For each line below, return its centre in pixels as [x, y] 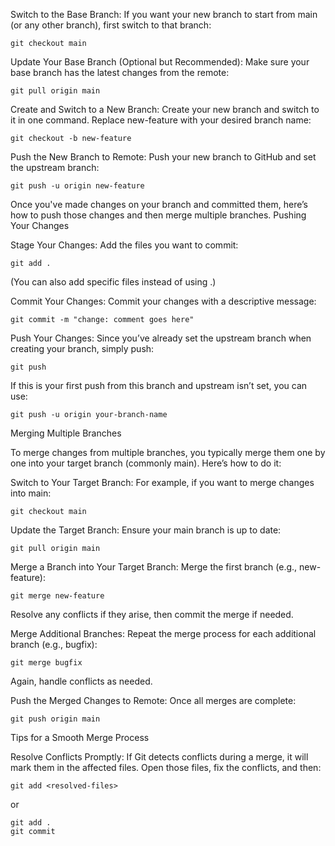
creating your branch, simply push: [82, 348]
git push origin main [55, 719]
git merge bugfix [46, 663]
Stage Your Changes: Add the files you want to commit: [124, 245]
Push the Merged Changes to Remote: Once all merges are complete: [153, 700]
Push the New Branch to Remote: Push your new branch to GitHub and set [163, 157]
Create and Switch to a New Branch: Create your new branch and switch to [165, 109]
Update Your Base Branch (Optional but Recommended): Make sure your [160, 62]
